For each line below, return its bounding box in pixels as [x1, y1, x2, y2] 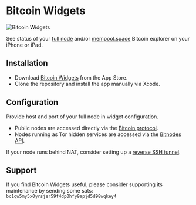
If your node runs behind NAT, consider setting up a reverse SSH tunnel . [6, 148, 181, 156]
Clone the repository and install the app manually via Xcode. [14, 80, 160, 87]
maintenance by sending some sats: [6, 187, 93, 194]
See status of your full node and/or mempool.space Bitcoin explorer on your [6, 35, 190, 42]
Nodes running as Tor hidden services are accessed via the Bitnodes [14, 131, 182, 138]
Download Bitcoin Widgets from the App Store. [14, 74, 128, 81]
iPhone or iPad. [6, 41, 43, 48]
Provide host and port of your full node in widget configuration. [6, 113, 158, 120]
